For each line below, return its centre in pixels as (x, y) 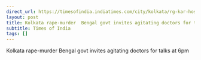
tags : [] (17, 34)
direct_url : (21, 12)
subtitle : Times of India (38, 28)
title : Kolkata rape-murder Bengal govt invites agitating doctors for (99, 23)
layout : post (22, 17)
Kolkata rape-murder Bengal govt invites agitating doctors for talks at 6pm (98, 50)
